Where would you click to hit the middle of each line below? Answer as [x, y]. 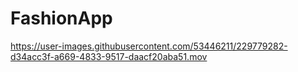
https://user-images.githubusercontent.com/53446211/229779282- [149, 46]
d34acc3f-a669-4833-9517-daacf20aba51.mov [109, 56]
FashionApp [61, 18]
